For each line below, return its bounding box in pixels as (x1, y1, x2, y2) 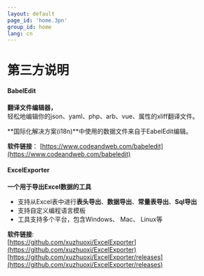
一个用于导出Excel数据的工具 (7, 182, 91, 191)
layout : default (7, 10, 55, 18)
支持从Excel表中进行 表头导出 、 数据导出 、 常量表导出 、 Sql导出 (17, 197, 197, 206)
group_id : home (7, 23, 52, 30)
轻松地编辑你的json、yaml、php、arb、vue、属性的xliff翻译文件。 (7, 112, 199, 120)
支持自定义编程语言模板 (17, 206, 86, 215)
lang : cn (7, 30, 33, 37)
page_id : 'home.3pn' (7, 17, 68, 24)
